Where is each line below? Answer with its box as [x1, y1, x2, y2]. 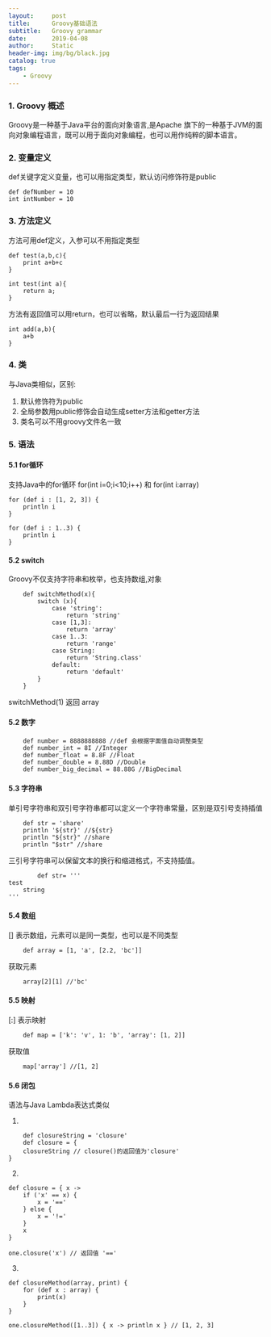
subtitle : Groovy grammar [8, 27, 103, 35]
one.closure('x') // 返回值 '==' [8, 1249, 117, 1258]
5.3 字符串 [8, 783, 43, 793]
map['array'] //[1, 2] [23, 1062, 99, 1071]
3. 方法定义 [8, 216, 52, 227]
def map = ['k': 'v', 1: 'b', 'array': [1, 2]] [23, 1031, 186, 1039]
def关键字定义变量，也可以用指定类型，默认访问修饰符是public [8, 172, 217, 182]
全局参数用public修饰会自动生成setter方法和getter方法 [19, 406, 200, 416]
